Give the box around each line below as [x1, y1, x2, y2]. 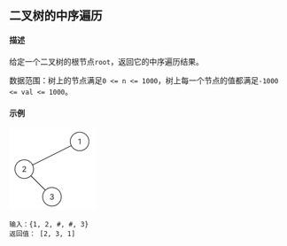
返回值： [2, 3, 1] [9, 229, 76, 238]
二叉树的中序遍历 [9, 8, 103, 24]
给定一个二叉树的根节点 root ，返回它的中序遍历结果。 [9, 56, 204, 66]
